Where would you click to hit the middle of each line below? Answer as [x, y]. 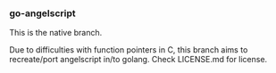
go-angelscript [42, 13]
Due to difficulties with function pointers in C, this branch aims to [129, 50]
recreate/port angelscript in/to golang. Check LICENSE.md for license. [138, 60]
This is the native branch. [56, 33]
